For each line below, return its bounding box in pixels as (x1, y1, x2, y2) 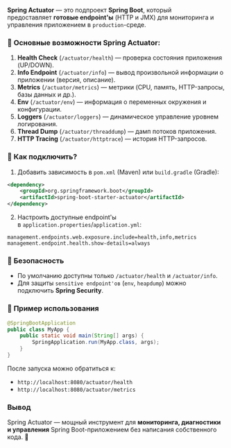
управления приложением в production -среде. (7, 21, 146, 28)
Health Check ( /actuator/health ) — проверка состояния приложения (17, 53, 223, 62)
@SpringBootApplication (7, 319, 76, 327)
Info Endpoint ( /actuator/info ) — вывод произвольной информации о (17, 69, 224, 77)
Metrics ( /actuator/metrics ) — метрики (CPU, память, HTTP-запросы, (17, 83, 225, 92)
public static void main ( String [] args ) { (19, 332, 144, 339)
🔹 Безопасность (7, 256, 65, 266)
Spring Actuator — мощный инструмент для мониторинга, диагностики (7, 418, 221, 427)
